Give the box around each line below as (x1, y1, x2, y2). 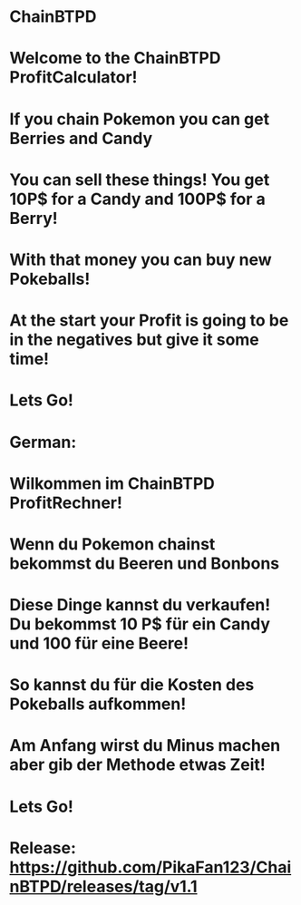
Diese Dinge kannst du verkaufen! (9, 595, 271, 616)
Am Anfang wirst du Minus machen (9, 735, 281, 756)
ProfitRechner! (9, 492, 122, 513)
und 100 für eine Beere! (9, 633, 189, 654)
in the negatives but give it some (9, 329, 260, 350)
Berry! (9, 208, 58, 229)
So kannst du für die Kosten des (9, 675, 255, 696)
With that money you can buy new (9, 249, 272, 269)
